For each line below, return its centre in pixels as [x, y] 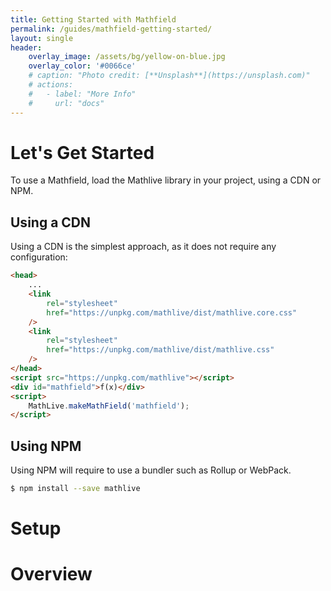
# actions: [51, 85]
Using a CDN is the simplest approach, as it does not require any [143, 247]
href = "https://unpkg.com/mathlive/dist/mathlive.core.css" [172, 312]
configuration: [39, 257]
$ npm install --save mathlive [75, 489]
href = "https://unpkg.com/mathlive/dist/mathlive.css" [160, 350]
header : [26, 47]
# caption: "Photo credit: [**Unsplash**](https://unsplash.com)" [169, 76]
